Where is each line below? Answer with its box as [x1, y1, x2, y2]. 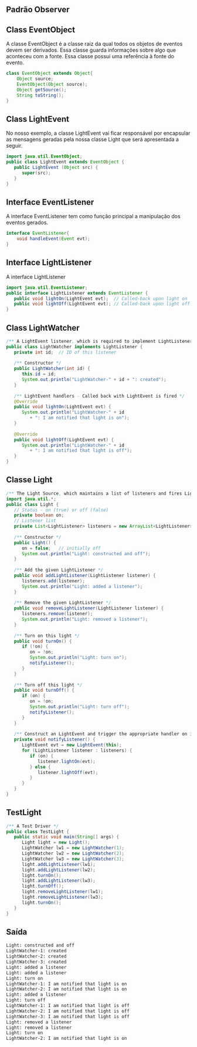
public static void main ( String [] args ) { [13, 834, 119, 840]
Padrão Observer [6, 5, 70, 15]
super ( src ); [21, 170, 51, 176]
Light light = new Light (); [21, 839, 91, 846]
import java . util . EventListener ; [6, 285, 88, 291]
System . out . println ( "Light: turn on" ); [29, 655, 127, 661]
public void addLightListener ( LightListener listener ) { [13, 573, 157, 579]
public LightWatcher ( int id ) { [13, 366, 91, 372]
